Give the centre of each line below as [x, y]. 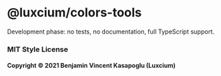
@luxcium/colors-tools [74, 13]
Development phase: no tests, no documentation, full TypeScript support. [111, 31]
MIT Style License [38, 49]
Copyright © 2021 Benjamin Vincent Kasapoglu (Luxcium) [92, 66]
